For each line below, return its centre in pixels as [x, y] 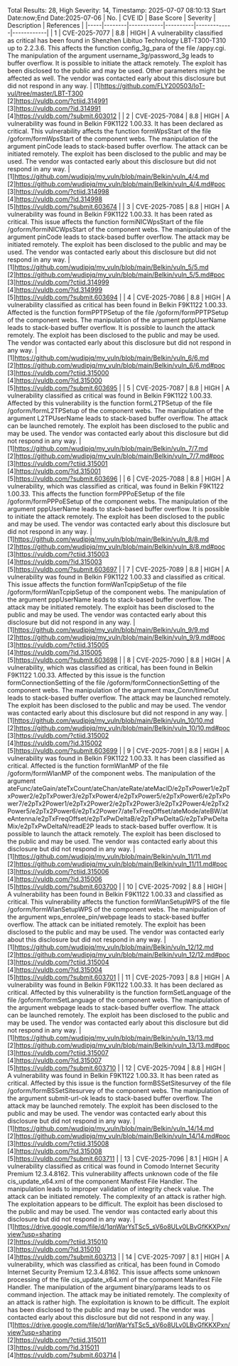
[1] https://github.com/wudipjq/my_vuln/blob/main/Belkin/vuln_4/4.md [108, 176]
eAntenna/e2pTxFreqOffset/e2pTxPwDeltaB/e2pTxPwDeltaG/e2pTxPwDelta [118, 818]
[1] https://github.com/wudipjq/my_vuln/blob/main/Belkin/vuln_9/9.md [108, 630]
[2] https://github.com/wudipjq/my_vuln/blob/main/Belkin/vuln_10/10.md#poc [119, 728]
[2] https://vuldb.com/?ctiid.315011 [57, 1340]
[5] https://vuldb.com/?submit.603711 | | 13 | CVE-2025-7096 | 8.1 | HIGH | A [118, 1159]
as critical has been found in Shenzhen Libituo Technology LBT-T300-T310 [117, 41]
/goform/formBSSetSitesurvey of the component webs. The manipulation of [118, 1090]
